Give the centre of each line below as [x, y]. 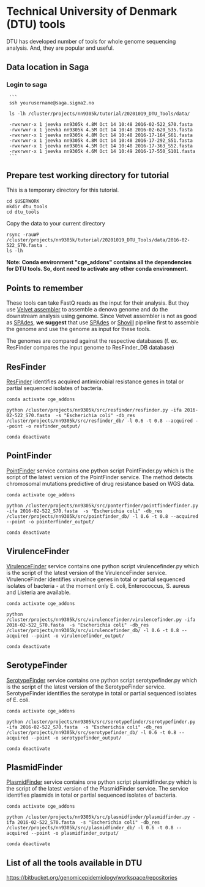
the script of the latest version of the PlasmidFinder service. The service [97, 789]
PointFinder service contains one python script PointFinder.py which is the [100, 471]
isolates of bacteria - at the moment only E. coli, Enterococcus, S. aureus [98, 585]
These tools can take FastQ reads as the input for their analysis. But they [98, 303]
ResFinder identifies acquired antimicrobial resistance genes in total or [95, 381]
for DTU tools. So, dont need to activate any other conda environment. [97, 269]
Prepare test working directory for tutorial [88, 175]
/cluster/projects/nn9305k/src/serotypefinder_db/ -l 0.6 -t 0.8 [91, 732]
